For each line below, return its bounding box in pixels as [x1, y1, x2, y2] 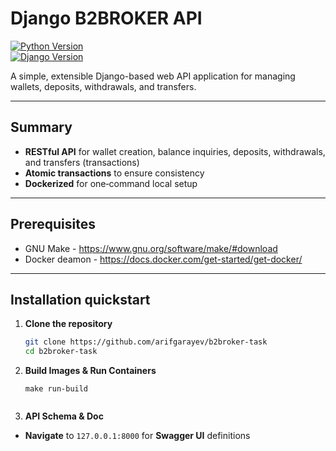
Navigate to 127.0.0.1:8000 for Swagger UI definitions [24, 430, 251, 442]
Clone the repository [24, 318, 113, 330]
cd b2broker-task [24, 347, 98, 357]
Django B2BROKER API [10, 7, 203, 30]
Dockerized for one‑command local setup [24, 177, 198, 189]
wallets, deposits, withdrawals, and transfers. [10, 80, 197, 92]
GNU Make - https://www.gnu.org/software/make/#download [24, 242, 278, 254]
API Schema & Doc [24, 410, 104, 422]
